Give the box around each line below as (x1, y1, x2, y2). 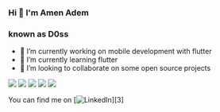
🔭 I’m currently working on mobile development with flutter (19, 47, 212, 56)
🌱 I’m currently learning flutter (19, 55, 118, 64)
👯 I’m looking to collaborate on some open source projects (19, 64, 211, 73)
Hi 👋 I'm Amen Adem (8, 7, 89, 18)
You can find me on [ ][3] (8, 95, 125, 105)
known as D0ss (8, 28, 69, 39)
